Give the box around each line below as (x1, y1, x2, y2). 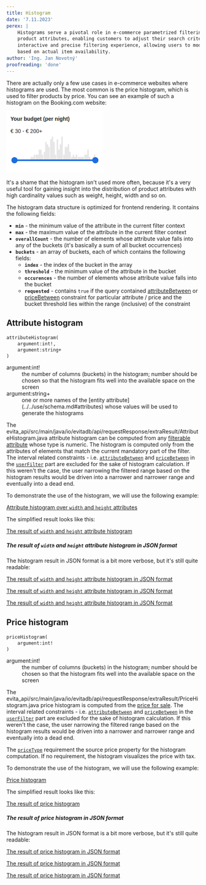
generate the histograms (21, 410, 84, 417)
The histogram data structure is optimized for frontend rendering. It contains (6, 203, 199, 211)
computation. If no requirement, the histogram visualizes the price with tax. (6, 753, 196, 760)
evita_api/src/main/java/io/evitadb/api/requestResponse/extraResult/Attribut (6, 428, 199, 435)
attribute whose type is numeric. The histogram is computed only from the (6, 441, 194, 448)
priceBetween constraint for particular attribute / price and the (24, 293, 182, 301)
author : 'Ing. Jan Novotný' (6, 55, 78, 61)
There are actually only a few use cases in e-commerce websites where (6, 79, 188, 86)
